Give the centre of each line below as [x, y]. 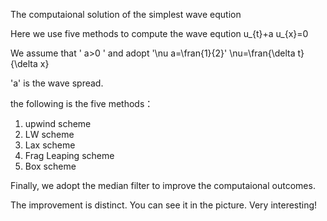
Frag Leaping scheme [69, 155]
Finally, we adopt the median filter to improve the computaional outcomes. [163, 185]
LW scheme [49, 134]
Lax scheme [50, 145]
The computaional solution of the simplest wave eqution [126, 14]
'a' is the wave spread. [57, 83]
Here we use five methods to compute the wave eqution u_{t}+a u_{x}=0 [159, 33]
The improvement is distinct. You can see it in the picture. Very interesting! [164, 205]
